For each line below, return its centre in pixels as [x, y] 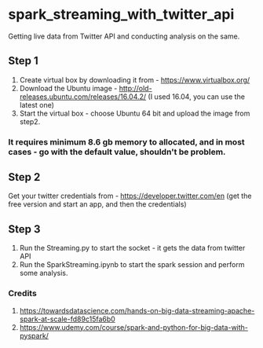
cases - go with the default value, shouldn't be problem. [117, 152]
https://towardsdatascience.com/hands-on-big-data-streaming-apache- [137, 310]
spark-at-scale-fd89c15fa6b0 [67, 319]
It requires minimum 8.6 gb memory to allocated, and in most [126, 141]
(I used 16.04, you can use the [197, 97]
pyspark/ [34, 335]
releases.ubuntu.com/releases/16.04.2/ [83, 97]
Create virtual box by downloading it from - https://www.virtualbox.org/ [135, 79]
